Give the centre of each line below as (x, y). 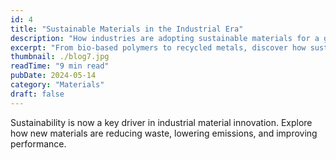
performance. (38, 143)
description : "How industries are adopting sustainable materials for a (165, 38)
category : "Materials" (57, 85)
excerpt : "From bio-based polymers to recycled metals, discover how (158, 47)
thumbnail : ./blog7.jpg (60, 57)
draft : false (37, 94)
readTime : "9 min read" (60, 66)
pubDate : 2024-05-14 (53, 76)
